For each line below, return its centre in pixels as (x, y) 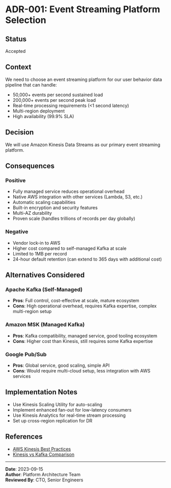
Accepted (16, 51)
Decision (20, 133)
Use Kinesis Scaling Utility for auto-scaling (58, 404)
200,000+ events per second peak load (54, 100)
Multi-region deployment (39, 111)
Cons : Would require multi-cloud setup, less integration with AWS (81, 370)
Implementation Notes (41, 392)
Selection (26, 20)
